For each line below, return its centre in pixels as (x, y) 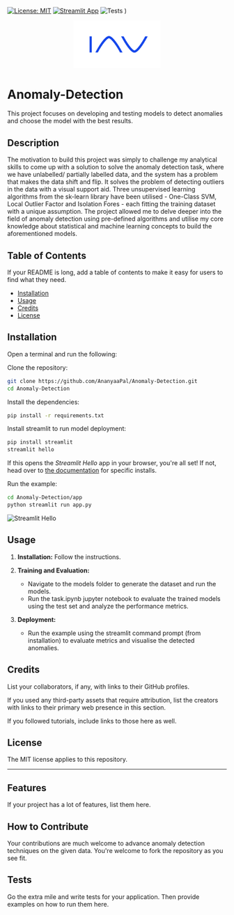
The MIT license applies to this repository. (67, 760)
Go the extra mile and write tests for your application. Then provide (103, 897)
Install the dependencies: (44, 402)
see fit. (17, 858)
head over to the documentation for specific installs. (82, 471)
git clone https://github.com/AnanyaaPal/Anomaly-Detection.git (102, 381)
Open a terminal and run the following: (62, 354)
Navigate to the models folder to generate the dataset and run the (122, 584)
